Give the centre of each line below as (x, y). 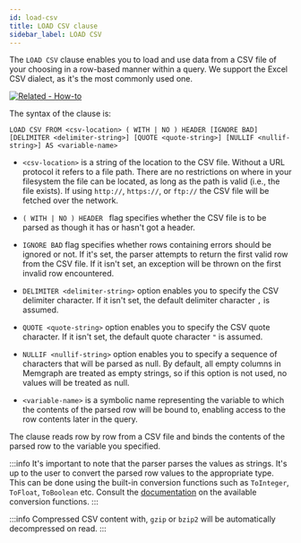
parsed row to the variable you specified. (85, 446)
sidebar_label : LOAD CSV (56, 34)
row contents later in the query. (80, 419)
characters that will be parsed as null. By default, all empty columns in (151, 363)
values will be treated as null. (76, 383)
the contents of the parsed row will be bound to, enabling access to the (154, 410)
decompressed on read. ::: (58, 529)
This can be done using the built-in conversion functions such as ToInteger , (149, 483)
